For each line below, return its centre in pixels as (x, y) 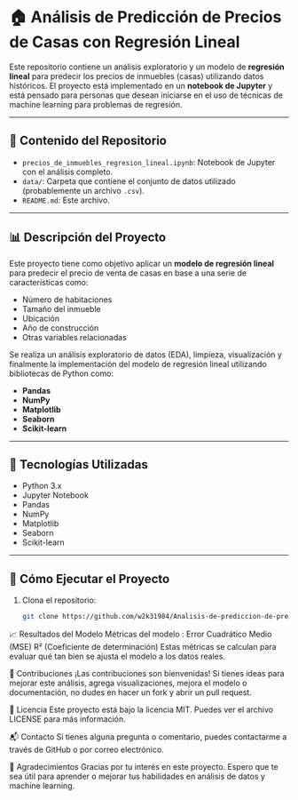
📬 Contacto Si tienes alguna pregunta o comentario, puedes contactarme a (148, 737)
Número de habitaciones (67, 300)
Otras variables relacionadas (74, 337)
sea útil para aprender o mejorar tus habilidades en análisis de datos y (137, 776)
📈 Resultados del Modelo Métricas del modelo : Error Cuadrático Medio (141, 634)
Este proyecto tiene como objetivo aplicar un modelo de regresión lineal (142, 263)
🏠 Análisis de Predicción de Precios (145, 17)
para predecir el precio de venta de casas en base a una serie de (128, 273)
